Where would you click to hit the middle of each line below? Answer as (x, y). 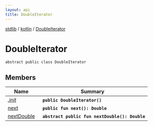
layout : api (18, 10)
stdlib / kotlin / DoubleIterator (35, 28)
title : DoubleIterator (29, 14)
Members (21, 77)
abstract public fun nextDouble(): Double (94, 116)
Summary (92, 91)
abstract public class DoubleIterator (46, 62)
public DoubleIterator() (72, 100)
